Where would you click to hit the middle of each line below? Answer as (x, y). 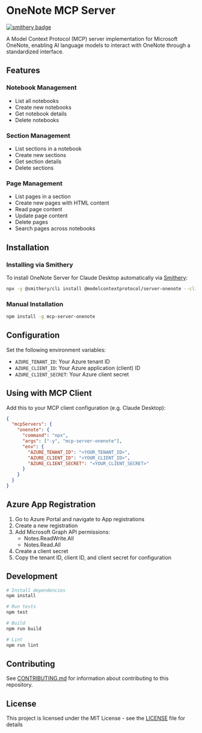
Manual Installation (35, 304)
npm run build (24, 629)
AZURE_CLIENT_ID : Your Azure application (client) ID (78, 368)
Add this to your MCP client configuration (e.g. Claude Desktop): (86, 407)
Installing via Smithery (40, 264)
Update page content (41, 216)
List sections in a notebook (48, 149)
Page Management (35, 183)
